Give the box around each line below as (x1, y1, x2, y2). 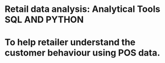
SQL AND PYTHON (4, 14, 84, 25)
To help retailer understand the (4, 37, 136, 48)
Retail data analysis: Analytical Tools (4, 3, 161, 15)
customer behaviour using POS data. (4, 47, 161, 59)
